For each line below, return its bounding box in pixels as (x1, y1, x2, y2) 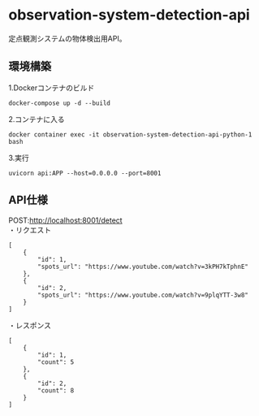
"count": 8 (37, 386, 75, 395)
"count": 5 (37, 357, 75, 366)
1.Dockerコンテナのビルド (8, 83, 95, 93)
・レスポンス (8, 320, 51, 330)
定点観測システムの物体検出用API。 (8, 33, 127, 43)
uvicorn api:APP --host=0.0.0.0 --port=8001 (8, 169, 162, 177)
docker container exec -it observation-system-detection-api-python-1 (8, 130, 253, 139)
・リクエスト (8, 225, 51, 235)
